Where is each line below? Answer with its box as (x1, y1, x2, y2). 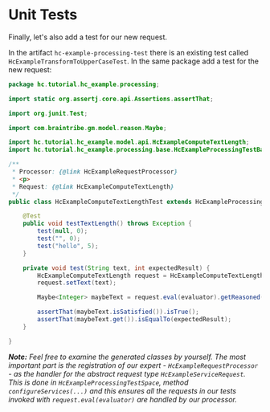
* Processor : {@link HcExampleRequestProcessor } (11, 168, 178, 176)
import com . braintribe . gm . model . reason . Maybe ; (8, 124, 167, 132)
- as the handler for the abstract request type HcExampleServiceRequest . (8, 369, 247, 378)
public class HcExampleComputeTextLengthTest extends (8, 198, 193, 206)
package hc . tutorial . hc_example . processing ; (8, 80, 160, 88)
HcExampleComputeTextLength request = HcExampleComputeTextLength (37, 271, 264, 279)
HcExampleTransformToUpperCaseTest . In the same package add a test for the (8, 56, 260, 66)
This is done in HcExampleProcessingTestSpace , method (8, 377, 189, 387)
